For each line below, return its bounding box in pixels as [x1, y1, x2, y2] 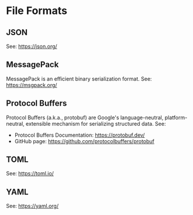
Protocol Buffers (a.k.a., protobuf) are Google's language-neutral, [6, 114, 164, 121]
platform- [164, 114, 188, 121]
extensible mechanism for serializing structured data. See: [25, 120, 166, 127]
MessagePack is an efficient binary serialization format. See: [6, 75, 152, 82]
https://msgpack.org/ [6, 81, 57, 88]
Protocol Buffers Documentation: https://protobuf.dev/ [14, 131, 145, 138]
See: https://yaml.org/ [6, 203, 59, 210]
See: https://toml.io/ [6, 170, 54, 177]
